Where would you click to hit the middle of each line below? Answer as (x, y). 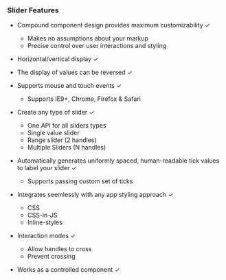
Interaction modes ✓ (46, 236)
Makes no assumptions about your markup (88, 38)
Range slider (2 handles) (62, 140)
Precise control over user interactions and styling (97, 46)
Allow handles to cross (59, 249)
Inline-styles (45, 222)
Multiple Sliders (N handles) (67, 148)
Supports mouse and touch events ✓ (69, 86)
